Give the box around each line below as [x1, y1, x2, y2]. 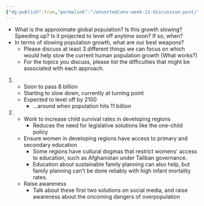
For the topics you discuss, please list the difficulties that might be [23, 58, 190, 65]
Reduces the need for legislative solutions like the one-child [32, 121, 183, 129]
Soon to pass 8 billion [23, 83, 79, 90]
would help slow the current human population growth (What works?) [23, 51, 198, 59]
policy [32, 128, 48, 135]
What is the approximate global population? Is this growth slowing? [14, 26, 183, 33]
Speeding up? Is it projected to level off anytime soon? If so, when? [14, 32, 183, 40]
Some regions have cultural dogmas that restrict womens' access [32, 147, 197, 155]
